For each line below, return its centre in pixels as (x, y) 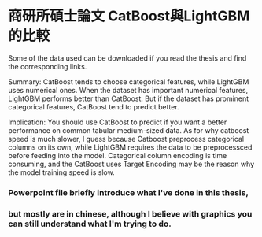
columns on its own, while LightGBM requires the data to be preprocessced (130, 147)
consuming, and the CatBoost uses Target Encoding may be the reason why (131, 164)
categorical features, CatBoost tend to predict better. (94, 106)
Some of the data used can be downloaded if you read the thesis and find (127, 58)
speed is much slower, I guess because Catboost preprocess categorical (126, 139)
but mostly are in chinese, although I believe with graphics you (130, 213)
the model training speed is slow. (62, 172)
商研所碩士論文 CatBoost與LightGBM (129, 16)
